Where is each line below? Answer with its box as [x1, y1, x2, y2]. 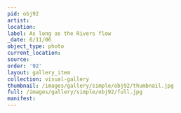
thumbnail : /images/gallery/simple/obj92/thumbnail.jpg [7, 82, 174, 89]
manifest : [7, 95, 36, 102]
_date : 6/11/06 [7, 36, 52, 44]
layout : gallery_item [7, 69, 71, 76]
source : [7, 56, 30, 63]
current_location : [7, 50, 61, 57]
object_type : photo [7, 43, 65, 50]
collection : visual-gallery [7, 75, 90, 83]
